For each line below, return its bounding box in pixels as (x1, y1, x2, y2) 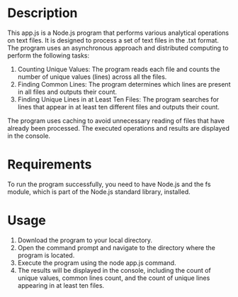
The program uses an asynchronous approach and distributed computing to (7, 43, 229, 52)
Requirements (7, 156, 92, 173)
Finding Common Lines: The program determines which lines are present (17, 80, 231, 88)
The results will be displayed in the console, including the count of (17, 266, 211, 274)
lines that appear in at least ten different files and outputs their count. (17, 102, 220, 111)
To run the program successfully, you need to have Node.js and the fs (7, 180, 211, 188)
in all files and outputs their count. (17, 87, 118, 96)
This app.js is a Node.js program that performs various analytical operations (7, 28, 229, 37)
